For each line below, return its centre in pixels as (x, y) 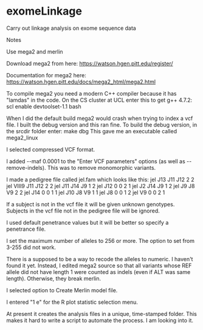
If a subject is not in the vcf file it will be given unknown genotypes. (91, 204)
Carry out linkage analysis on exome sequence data (71, 28)
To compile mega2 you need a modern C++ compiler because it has (91, 93)
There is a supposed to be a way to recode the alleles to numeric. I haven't (100, 259)
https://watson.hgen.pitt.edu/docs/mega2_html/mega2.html (81, 82)
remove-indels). (26, 167)
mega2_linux (22, 138)
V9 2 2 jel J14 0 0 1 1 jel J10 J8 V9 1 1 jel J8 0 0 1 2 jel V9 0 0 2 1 (86, 192)
